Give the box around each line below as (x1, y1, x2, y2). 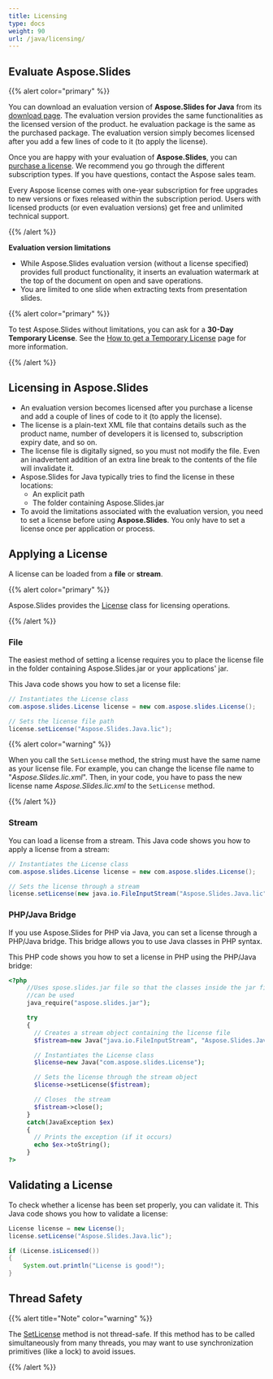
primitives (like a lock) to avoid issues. (8, 1346, 136, 1356)
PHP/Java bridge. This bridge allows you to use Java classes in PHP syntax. (8, 936, 262, 946)
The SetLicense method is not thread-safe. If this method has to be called (8, 1329, 255, 1338)
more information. (8, 342, 68, 352)
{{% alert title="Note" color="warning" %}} (8, 1313, 153, 1323)
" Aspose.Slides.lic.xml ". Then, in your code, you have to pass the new (8, 772, 242, 782)
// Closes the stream (33, 1095, 111, 1104)
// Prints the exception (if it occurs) (33, 1133, 173, 1142)
